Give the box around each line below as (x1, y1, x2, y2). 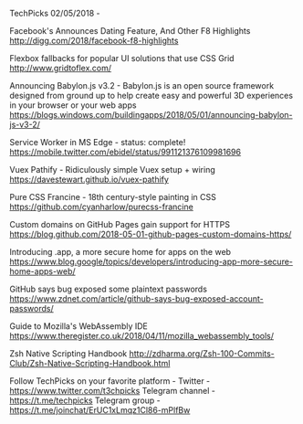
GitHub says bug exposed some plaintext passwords (9, 283, 208, 294)
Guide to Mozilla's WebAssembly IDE (9, 321, 149, 332)
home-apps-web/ (9, 266, 76, 277)
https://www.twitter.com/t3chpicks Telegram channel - (9, 386, 216, 396)
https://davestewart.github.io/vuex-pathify (9, 174, 169, 185)
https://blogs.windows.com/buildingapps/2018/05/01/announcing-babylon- (9, 110, 294, 120)
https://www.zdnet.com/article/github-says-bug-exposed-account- (9, 293, 264, 304)
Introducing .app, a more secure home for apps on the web (9, 247, 231, 257)
